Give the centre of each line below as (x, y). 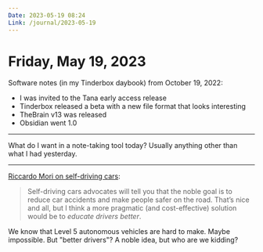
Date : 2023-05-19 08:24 (47, 15)
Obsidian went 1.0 (48, 123)
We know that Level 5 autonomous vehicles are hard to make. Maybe (119, 232)
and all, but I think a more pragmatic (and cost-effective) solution (132, 208)
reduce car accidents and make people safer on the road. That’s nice (139, 200)
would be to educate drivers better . (84, 217)
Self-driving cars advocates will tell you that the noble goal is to (130, 192)
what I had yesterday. (43, 154)
